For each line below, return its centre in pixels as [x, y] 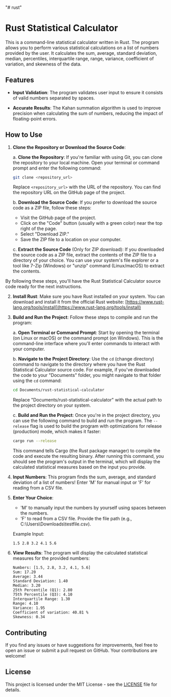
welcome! [16, 656]
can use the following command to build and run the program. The [82, 421]
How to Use [24, 135]
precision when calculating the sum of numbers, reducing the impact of [88, 113]
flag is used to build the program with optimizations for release [96, 426]
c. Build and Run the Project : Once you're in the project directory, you [86, 415]
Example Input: [28, 534]
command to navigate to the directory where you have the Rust [79, 364]
